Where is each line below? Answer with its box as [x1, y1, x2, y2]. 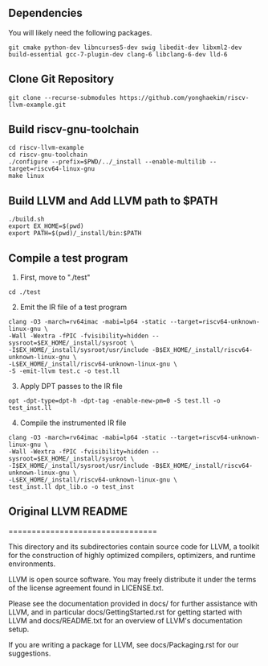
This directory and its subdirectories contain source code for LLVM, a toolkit [8, 541, 260, 551]
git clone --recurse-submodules [8, 93, 116, 101]
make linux [8, 172, 45, 180]
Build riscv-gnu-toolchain [8, 122, 140, 136]
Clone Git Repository [8, 72, 115, 86]
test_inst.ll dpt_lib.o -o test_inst [8, 483, 135, 491]
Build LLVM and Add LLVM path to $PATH [8, 193, 218, 208]
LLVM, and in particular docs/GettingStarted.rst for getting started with [8, 607, 242, 617]
